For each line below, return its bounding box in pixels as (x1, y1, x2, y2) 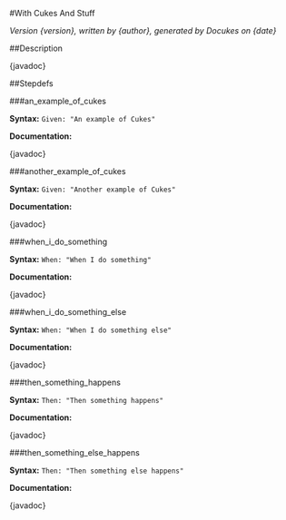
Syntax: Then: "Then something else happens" (9, 465, 184, 476)
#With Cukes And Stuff (9, 8, 95, 18)
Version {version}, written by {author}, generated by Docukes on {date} (9, 25, 277, 35)
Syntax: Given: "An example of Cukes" (9, 113, 156, 123)
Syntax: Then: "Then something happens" (9, 395, 164, 405)
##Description (9, 43, 64, 54)
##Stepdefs (9, 78, 54, 89)
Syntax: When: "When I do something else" (9, 324, 173, 335)
